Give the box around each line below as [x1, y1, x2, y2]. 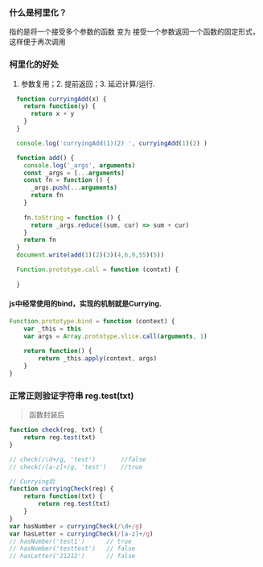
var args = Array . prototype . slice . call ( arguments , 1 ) [23, 332, 208, 340]
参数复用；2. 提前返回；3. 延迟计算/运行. [20, 79, 155, 88]
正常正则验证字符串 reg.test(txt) [9, 390, 134, 401]
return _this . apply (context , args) [38, 355, 158, 363]
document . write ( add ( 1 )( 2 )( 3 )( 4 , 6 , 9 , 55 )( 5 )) [16, 251, 165, 259]
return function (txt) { [23, 492, 104, 500]
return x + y [30, 110, 75, 118]
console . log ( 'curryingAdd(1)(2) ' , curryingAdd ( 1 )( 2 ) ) [16, 139, 208, 147]
